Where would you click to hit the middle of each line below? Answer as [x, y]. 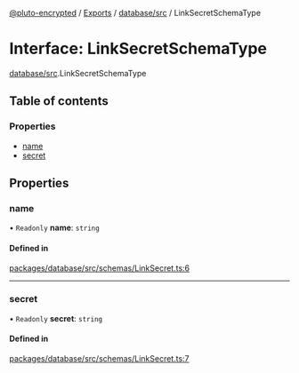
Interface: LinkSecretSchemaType [138, 49]
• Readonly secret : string [56, 318]
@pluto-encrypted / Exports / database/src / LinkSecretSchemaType [135, 13]
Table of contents [59, 101]
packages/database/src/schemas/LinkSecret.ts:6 [100, 268]
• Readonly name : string [54, 228]
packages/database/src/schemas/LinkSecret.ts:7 [99, 359]
